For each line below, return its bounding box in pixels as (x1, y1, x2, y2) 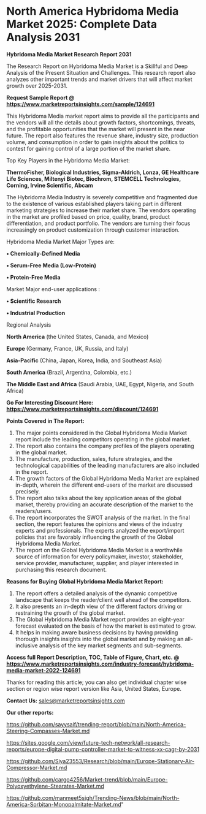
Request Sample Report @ (6, 94, 75, 101)
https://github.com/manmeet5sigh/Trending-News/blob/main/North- (6, 794, 180, 801)
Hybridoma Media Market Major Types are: (6, 238, 115, 245)
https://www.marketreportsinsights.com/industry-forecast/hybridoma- (6, 660, 194, 668)
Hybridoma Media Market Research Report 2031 (6, 50, 132, 58)
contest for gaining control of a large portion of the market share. (6, 145, 171, 152)
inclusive (15, 642, 38, 649)
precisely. (15, 487, 40, 495)
